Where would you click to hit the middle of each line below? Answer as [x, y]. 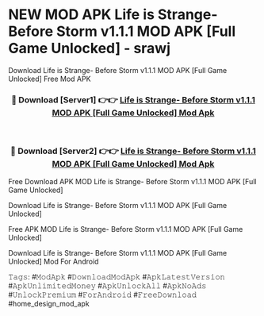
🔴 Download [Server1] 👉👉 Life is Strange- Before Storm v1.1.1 [133, 99]
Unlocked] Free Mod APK [50, 79]
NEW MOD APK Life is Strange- [113, 15]
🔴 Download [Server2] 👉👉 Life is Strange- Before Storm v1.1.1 [133, 151]
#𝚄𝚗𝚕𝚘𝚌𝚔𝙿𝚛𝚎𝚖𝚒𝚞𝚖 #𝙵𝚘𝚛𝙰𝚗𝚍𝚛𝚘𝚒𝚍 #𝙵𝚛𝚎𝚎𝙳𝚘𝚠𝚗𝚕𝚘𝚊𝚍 [102, 295]
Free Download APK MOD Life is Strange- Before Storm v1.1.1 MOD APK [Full [132, 181]
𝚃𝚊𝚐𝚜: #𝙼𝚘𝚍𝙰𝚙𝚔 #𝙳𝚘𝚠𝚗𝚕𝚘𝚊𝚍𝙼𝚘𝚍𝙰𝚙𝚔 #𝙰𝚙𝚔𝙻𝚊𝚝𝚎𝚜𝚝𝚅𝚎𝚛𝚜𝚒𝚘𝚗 [117, 276]
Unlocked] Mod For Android [54, 261]
